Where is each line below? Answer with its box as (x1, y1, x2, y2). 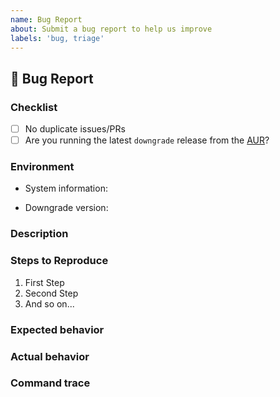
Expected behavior (10, 322, 105, 336)
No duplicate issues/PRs (24, 123, 126, 135)
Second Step (24, 287, 79, 299)
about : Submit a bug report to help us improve (10, 24, 213, 34)
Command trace (10, 376, 91, 390)
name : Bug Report (10, 14, 83, 25)
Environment (10, 160, 75, 174)
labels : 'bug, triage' (10, 33, 105, 43)
